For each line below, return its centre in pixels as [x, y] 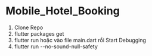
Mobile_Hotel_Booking [63, 11]
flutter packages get [39, 33]
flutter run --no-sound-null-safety [56, 46]
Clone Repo [29, 27]
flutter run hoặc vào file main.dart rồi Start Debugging [80, 40]
